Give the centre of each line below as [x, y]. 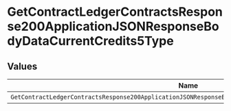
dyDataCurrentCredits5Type [90, 41]
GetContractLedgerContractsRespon [115, 12]
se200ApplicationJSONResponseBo [113, 26]
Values [22, 66]
